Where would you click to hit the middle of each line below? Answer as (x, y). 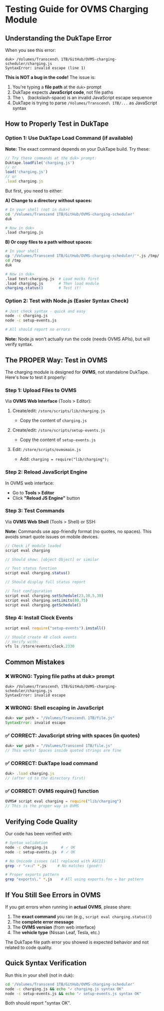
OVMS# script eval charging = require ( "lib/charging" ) (63, 801)
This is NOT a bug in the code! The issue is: (50, 77)
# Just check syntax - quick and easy (45, 311)
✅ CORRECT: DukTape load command (52, 763)
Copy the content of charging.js (53, 421)
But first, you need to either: (34, 191)
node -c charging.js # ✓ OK (40, 847)
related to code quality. (29, 947)
